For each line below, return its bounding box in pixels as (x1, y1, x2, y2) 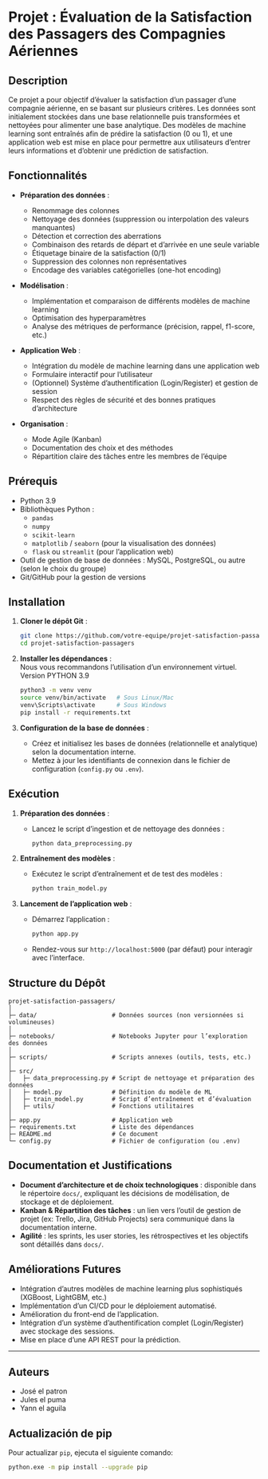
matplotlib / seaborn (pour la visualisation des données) (31, 538, 217, 547)
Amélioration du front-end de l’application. (19, 1309, 160, 1318)
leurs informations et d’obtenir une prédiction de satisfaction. (8, 146, 209, 155)
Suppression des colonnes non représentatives (31, 256, 187, 266)
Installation (8, 595, 65, 609)
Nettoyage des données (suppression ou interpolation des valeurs (31, 214, 250, 224)
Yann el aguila (19, 1403, 66, 1413)
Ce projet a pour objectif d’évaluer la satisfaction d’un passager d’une (8, 95, 237, 104)
